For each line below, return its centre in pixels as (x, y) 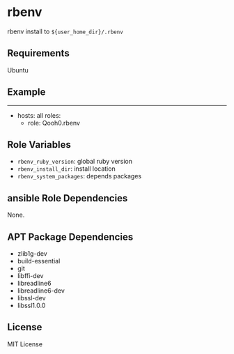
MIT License (25, 344)
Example (26, 92)
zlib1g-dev (32, 254)
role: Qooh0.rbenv (54, 123)
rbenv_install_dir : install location (67, 169)
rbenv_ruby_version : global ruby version (75, 162)
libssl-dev (32, 298)
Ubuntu (18, 70)
